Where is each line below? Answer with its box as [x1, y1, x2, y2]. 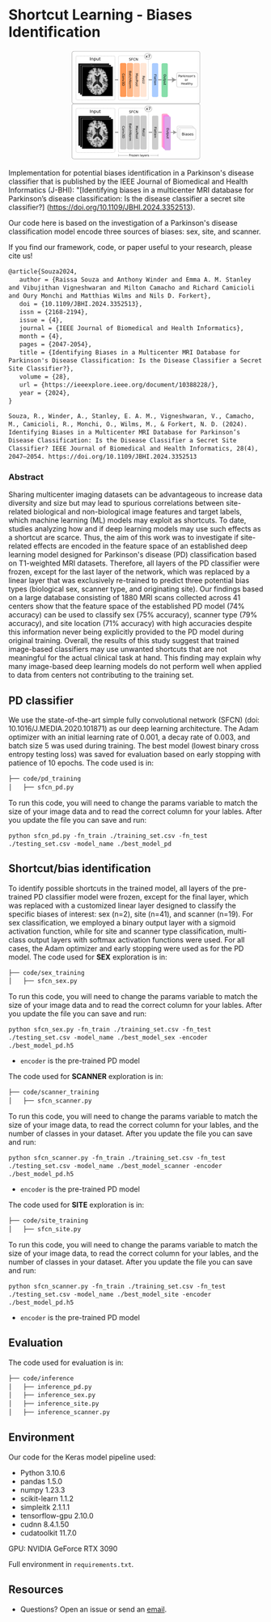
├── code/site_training [8, 1217, 89, 1225]
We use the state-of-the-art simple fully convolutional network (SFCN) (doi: [8, 715, 260, 725]
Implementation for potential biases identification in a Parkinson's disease [8, 167, 255, 177]
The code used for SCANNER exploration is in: [8, 1072, 163, 1082]
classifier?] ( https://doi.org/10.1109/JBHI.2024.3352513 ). [8, 202, 196, 212]
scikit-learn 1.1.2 [19, 1493, 74, 1503]
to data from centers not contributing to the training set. [8, 670, 194, 680]
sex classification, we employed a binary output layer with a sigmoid [8, 917, 236, 927]
